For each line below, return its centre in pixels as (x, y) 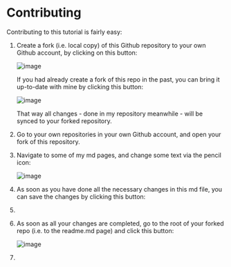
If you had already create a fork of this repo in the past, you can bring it (118, 79)
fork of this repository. (48, 141)
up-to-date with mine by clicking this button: (80, 86)
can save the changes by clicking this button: (81, 196)
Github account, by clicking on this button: (77, 53)
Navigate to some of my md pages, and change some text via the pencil (119, 155)
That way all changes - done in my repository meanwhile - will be (110, 113)
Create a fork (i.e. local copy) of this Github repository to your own (111, 45)
